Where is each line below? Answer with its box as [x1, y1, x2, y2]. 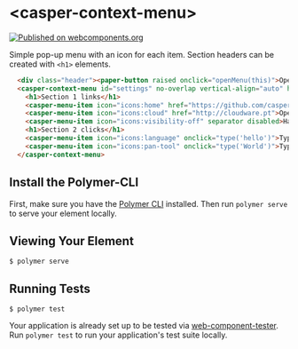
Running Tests [9, 281, 90, 296]
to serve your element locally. [9, 208, 117, 218]
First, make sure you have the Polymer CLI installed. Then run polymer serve [9, 198, 288, 209]
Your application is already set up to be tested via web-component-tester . [9, 321, 279, 331]
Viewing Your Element [9, 234, 135, 249]
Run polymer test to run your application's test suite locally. [9, 329, 228, 340]
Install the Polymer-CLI [9, 175, 139, 190]
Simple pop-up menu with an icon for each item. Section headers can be [9, 49, 275, 59]
